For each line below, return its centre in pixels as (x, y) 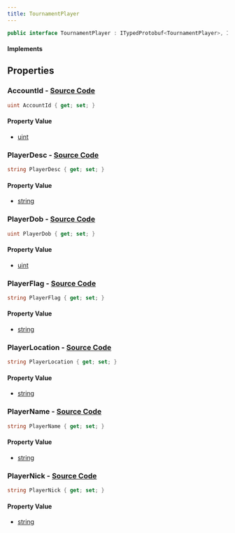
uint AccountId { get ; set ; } (51, 105)
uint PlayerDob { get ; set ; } (51, 234)
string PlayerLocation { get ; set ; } (62, 362)
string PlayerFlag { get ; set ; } (56, 298)
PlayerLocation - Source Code (59, 347)
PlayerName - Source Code (55, 412)
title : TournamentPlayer (43, 14)
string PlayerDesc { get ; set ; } (56, 170)
